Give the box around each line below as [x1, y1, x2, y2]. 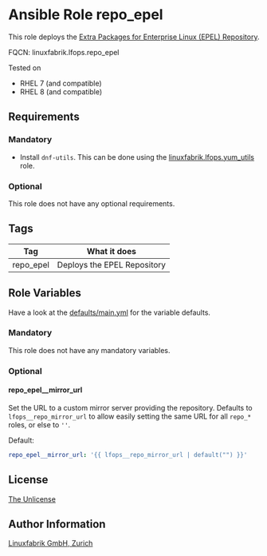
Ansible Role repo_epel [8, 6, 163, 24]
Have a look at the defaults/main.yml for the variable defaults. [8, 308, 211, 317]
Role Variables [8, 286, 81, 300]
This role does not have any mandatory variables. [8, 345, 171, 355]
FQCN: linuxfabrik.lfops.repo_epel [8, 47, 120, 57]
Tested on [8, 62, 41, 73]
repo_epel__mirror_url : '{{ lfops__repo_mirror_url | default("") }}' [8, 451, 248, 459]
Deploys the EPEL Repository [57, 259, 166, 270]
